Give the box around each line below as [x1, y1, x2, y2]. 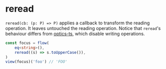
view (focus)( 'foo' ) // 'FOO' [5, 59, 68, 64]
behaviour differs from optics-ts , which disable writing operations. [5, 30, 145, 37]
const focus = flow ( [5, 40, 50, 46]
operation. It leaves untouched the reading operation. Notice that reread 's [5, 25, 161, 31]
